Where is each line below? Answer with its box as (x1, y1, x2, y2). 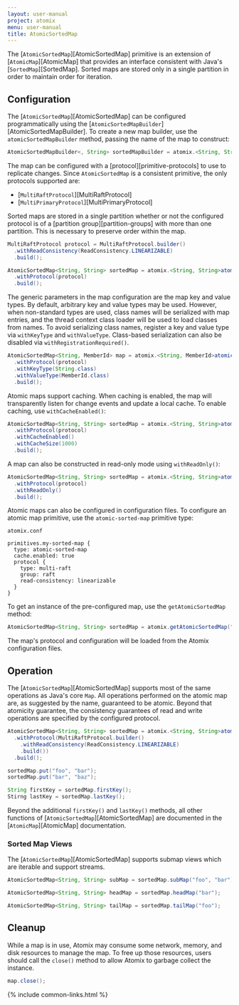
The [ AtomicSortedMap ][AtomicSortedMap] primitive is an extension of (7, 50, 211, 58)
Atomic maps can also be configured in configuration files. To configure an (7, 506, 227, 515)
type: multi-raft (20, 565, 72, 572)
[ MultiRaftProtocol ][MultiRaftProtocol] (17, 190, 132, 199)
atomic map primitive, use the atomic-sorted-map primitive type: (7, 514, 194, 522)
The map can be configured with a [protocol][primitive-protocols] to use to (7, 161, 226, 170)
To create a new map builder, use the (88, 127, 198, 136)
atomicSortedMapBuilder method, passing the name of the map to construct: (7, 135, 230, 143)
